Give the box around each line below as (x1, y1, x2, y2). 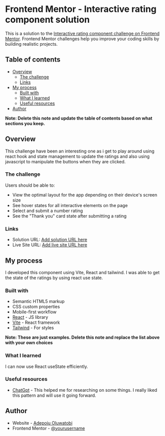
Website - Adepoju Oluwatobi (12, 420, 73, 426)
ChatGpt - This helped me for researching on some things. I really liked (12, 387, 158, 393)
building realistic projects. (5, 41, 58, 47)
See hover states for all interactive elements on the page (12, 202, 128, 208)
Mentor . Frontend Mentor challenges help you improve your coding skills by (5, 36, 160, 42)
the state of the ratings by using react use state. (5, 275, 103, 281)
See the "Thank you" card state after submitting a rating (12, 213, 127, 219)
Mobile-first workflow (12, 309, 57, 315)
